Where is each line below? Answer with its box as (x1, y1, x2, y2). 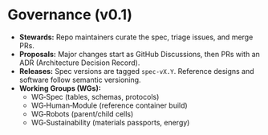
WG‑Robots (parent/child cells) (30, 108, 134, 118)
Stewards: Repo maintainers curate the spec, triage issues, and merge (18, 32, 254, 42)
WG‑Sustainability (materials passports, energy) (30, 117, 190, 127)
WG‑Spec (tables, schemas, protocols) (30, 92, 160, 101)
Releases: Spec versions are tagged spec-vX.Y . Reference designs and (18, 66, 254, 76)
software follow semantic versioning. (18, 75, 141, 84)
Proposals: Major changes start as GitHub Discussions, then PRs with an (18, 49, 260, 59)
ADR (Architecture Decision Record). (18, 58, 140, 67)
